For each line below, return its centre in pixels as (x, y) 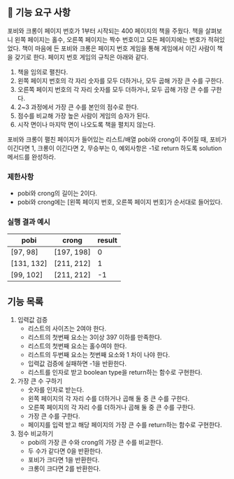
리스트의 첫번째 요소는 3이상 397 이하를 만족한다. (95, 338)
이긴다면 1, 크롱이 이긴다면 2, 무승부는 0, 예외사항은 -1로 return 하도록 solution (115, 148)
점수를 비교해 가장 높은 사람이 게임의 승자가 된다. (83, 116)
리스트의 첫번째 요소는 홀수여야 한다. (77, 346)
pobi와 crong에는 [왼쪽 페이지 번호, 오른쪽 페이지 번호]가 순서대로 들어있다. (120, 202)
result (107, 240)
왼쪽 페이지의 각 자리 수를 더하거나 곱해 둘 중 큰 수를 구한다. (109, 398)
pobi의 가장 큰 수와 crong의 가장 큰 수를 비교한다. (95, 443)
